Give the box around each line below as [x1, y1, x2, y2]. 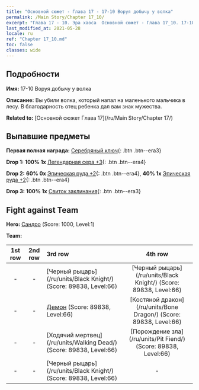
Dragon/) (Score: [133, 311, 181, 319]
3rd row [46, 250, 69, 258]
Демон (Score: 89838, [46, 303, 111, 311]
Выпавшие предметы [6, 131, 91, 141]
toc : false [6, 42, 33, 48]
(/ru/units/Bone [136, 303, 179, 311]
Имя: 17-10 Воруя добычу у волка [6, 85, 92, 92]
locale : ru [6, 31, 33, 37]
